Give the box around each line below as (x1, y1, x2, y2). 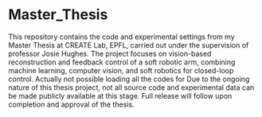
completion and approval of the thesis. (8, 99, 135, 109)
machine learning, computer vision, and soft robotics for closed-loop (8, 65, 234, 75)
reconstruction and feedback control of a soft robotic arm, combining (8, 57, 236, 67)
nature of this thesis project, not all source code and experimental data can (8, 82, 255, 92)
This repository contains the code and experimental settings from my (8, 32, 235, 41)
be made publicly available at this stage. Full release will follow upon (8, 91, 233, 100)
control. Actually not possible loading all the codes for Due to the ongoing (8, 74, 250, 84)
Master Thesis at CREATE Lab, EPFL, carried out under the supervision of (8, 40, 249, 49)
